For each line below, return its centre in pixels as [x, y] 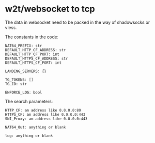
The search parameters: [29, 101]
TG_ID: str [16, 84]
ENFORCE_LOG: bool [23, 92]
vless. [11, 27]
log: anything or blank [29, 136]
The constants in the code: [32, 37]
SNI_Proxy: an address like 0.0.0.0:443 [46, 119]
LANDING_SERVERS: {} [26, 71]
